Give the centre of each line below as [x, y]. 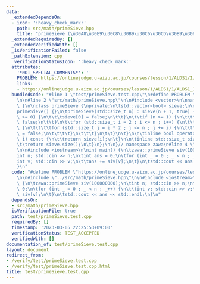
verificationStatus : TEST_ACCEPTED [56, 233]
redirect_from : [25, 255]
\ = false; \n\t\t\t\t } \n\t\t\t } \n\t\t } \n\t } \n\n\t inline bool [96, 134]
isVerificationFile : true [44, 211]
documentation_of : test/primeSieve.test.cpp [62, 244]
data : [13, 12]
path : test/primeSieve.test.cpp [52, 217]
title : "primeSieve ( [43, 34]
